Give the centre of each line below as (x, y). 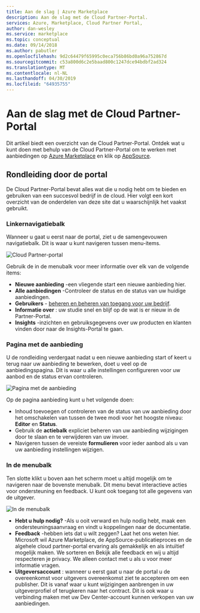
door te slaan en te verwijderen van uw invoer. (72, 437)
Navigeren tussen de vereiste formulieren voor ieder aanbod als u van (101, 443)
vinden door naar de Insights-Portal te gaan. (69, 329)
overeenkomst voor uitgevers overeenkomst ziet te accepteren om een (102, 578)
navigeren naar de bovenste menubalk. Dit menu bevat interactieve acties (97, 484)
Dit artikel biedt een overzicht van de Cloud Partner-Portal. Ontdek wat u (96, 143)
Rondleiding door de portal (57, 175)
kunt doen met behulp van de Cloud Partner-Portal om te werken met (91, 149)
